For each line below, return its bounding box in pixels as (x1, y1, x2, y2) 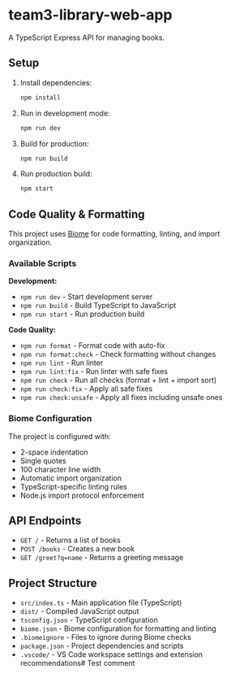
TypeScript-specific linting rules (19, 481, 127, 491)
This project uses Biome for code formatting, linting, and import (8, 229, 220, 239)
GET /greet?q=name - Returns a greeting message (19, 553, 184, 563)
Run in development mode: (19, 108, 111, 118)
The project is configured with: (8, 431, 111, 441)
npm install (19, 93, 61, 102)
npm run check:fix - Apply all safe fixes (19, 384, 153, 394)
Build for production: (19, 138, 89, 148)
